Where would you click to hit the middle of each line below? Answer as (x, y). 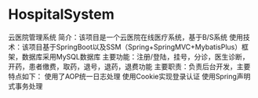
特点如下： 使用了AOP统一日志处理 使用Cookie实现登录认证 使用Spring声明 (129, 76)
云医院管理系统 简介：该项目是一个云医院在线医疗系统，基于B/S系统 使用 (126, 37)
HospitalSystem (62, 15)
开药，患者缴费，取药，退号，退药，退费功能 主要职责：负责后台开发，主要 (129, 66)
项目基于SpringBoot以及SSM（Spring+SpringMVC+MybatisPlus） (135, 47)
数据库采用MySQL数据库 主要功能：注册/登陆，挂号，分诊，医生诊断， (135, 56)
